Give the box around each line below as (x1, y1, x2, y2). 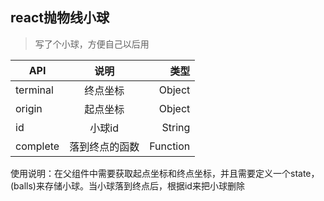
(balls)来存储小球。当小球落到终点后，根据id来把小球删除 (10, 179, 245, 192)
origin (15, 101, 43, 115)
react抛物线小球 (10, 9, 110, 27)
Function (149, 139, 191, 153)
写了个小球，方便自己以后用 (34, 38, 150, 50)
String (161, 120, 191, 134)
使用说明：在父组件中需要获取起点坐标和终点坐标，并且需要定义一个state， (10, 167, 320, 179)
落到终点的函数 (69, 139, 140, 153)
